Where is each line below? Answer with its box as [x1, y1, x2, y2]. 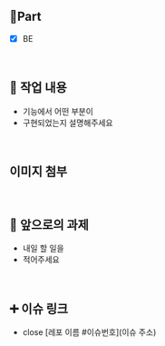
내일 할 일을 [22, 242, 65, 254]
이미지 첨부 [9, 164, 68, 180]
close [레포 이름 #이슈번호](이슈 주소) [22, 327, 157, 338]
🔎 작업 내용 [9, 80, 68, 95]
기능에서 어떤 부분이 [22, 105, 93, 116]
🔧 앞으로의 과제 [9, 217, 89, 232]
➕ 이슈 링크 [9, 301, 69, 316]
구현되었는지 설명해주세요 [22, 117, 113, 128]
